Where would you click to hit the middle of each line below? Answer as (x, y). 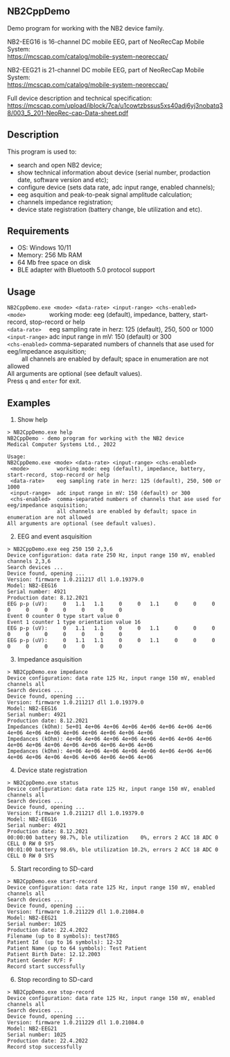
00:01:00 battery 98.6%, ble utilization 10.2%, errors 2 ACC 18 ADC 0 (113, 850)
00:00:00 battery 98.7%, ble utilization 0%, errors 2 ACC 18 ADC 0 (113, 838)
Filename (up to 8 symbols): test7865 (63, 936)
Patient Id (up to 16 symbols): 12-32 (65, 942)
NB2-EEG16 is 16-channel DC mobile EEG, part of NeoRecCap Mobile (106, 42)
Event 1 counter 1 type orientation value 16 (74, 622)
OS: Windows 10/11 (44, 248)
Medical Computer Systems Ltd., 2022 (62, 445)
